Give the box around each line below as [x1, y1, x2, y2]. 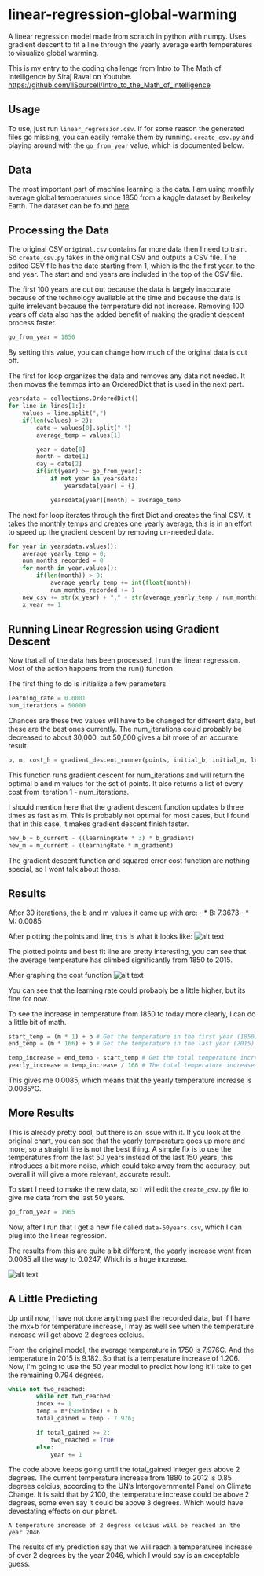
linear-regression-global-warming [8, 6, 237, 24]
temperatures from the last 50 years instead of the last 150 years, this [8, 1152, 233, 1162]
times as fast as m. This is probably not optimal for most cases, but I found [8, 810, 250, 820]
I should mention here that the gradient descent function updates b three [8, 802, 244, 811]
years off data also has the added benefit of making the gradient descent [8, 310, 245, 319]
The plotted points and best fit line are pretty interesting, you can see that [8, 946, 247, 956]
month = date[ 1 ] [36, 453, 90, 461]
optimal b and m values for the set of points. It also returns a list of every [8, 778, 244, 788]
